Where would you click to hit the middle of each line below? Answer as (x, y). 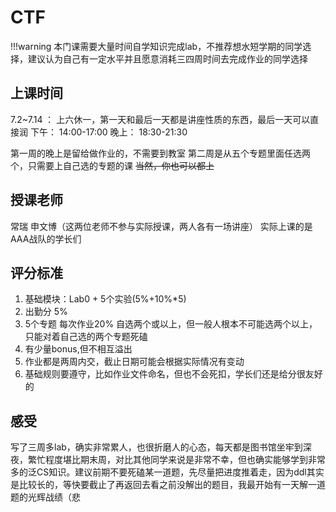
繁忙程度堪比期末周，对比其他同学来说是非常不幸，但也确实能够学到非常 (176, 460)
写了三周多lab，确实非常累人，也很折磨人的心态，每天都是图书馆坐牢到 (156, 447)
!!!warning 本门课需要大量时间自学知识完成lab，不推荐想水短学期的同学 (156, 46)
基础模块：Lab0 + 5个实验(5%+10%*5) (105, 299)
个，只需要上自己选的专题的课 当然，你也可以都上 (112, 165)
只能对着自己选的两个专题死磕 (86, 337)
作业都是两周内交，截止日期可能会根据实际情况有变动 (134, 362)
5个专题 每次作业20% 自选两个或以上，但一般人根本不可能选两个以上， (171, 324)
